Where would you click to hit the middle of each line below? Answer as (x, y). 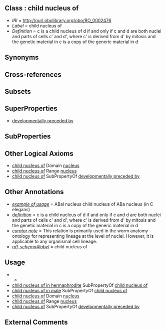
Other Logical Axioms (39, 153)
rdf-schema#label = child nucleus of (50, 246)
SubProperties (28, 137)
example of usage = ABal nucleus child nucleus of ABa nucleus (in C (82, 204)
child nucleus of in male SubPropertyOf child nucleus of (69, 290)
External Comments (36, 322)
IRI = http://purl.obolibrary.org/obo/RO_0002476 (61, 20)
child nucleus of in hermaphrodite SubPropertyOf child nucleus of (80, 285)
